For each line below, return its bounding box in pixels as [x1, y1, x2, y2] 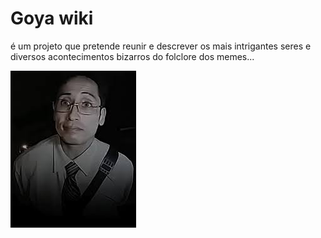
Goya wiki [10, 7, 94, 30]
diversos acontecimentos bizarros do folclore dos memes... [10, 50, 255, 62]
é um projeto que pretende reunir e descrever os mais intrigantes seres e [10, 40, 312, 52]
